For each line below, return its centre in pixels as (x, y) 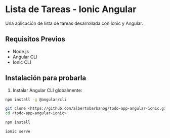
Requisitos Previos (35, 39)
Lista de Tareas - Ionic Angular (71, 9)
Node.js (21, 51)
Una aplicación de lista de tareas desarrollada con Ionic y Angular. (74, 23)
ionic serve (18, 132)
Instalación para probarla (46, 78)
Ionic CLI (22, 62)
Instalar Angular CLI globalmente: (47, 90)
